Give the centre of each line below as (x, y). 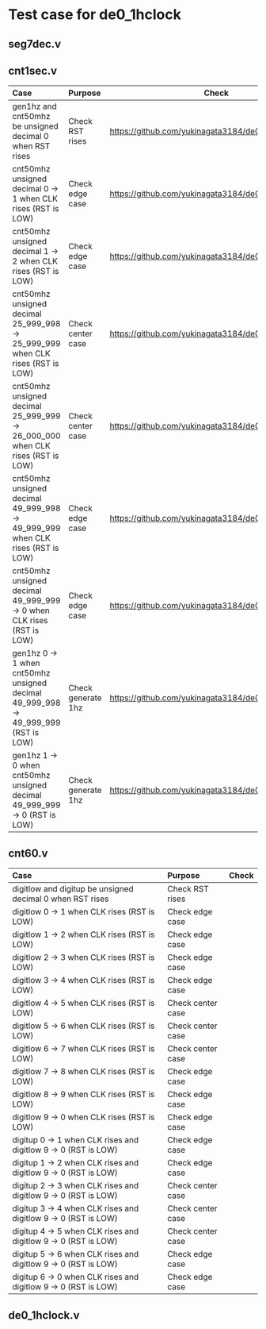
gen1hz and (34, 106)
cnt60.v (28, 853)
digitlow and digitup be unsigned (73, 889)
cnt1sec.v (33, 70)
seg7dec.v (35, 44)
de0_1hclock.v (44, 1315)
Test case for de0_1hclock (95, 15)
